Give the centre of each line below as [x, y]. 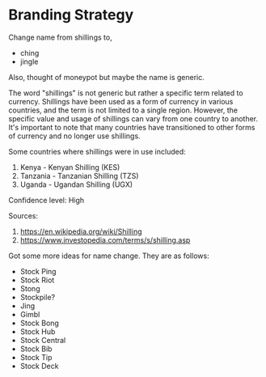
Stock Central [43, 340]
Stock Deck [39, 366]
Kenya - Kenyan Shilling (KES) [70, 167]
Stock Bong [39, 323]
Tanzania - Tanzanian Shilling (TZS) [79, 176]
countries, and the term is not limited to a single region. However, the [123, 110]
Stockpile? [37, 297]
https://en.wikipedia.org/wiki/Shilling [81, 231]
